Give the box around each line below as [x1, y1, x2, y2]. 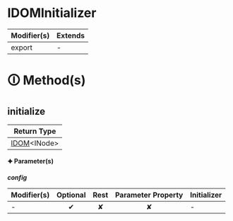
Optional [56, 190, 86, 200]
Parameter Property [115, 190, 184, 200]
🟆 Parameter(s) [7, 157, 54, 165]
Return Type [13, 126, 56, 136]
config [7, 173, 28, 181]
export [11, 42, 33, 52]
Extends [56, 30, 85, 40]
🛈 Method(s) [7, 72, 86, 89]
